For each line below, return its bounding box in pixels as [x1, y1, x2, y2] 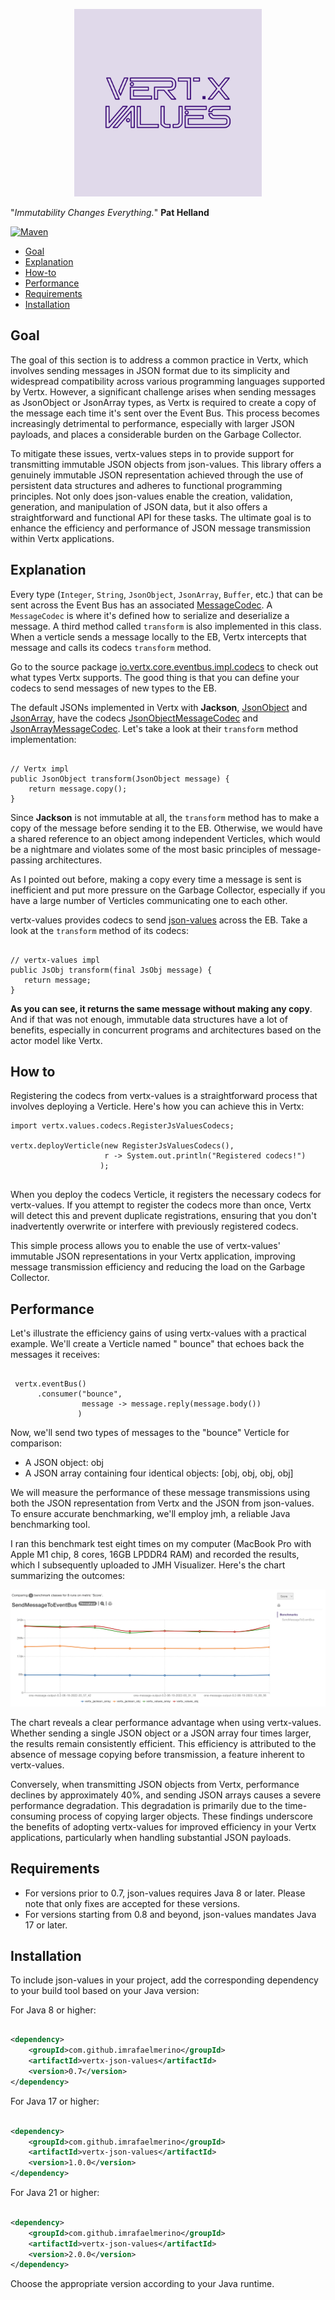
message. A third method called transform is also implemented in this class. [10, 620, 322, 632]
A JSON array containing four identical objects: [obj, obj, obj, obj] [24, 1467, 294, 1479]
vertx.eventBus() [14, 1379, 87, 1389]
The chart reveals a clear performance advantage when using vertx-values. [10, 1716, 322, 1728]
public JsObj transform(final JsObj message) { [10, 965, 213, 975]
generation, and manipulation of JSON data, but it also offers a [10, 500, 268, 513]
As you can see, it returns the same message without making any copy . [10, 1002, 313, 1014]
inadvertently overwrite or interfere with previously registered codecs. [10, 1220, 299, 1233]
